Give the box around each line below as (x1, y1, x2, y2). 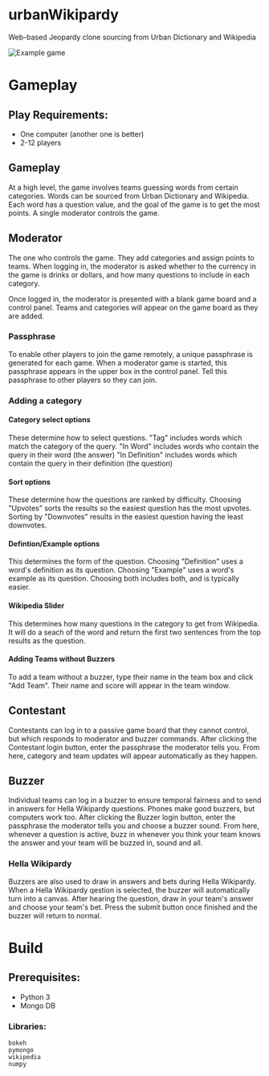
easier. (8, 582, 31, 592)
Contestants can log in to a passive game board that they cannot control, (8, 725, 250, 735)
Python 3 (19, 992, 51, 1002)
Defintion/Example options (8, 539, 100, 548)
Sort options (8, 477, 51, 487)
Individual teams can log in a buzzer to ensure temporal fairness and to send (8, 795, 262, 805)
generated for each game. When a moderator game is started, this (8, 358, 227, 368)
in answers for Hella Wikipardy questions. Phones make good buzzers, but (8, 804, 255, 814)
